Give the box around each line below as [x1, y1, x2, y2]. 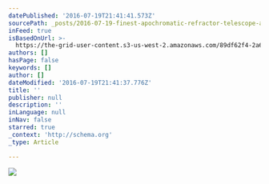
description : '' [8, 101, 62, 109]
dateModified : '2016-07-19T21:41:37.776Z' [8, 78, 152, 86]
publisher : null [8, 94, 62, 102]
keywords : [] [8, 64, 52, 72]
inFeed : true [8, 26, 52, 34]
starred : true [8, 123, 56, 131]
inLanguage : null [8, 109, 66, 117]
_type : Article [8, 138, 59, 146]
